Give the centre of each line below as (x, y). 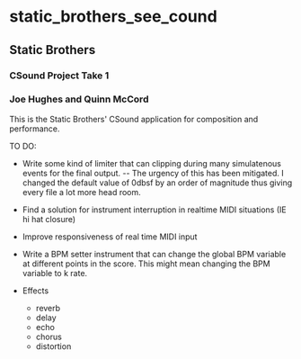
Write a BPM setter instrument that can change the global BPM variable (154, 254)
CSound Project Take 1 (59, 76)
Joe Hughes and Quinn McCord (79, 99)
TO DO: (23, 146)
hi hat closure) (49, 219)
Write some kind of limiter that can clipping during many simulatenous (151, 163)
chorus (49, 337)
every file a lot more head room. (81, 192)
